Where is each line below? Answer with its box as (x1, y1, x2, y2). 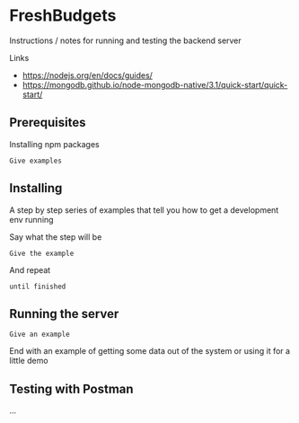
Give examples (9, 156, 63, 165)
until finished (9, 282, 66, 291)
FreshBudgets (9, 5, 117, 26)
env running (9, 214, 54, 225)
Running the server (9, 306, 119, 322)
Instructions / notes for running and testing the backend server (9, 35, 242, 46)
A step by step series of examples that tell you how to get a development (9, 204, 279, 216)
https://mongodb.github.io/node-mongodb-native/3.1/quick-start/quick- (22, 79, 288, 90)
